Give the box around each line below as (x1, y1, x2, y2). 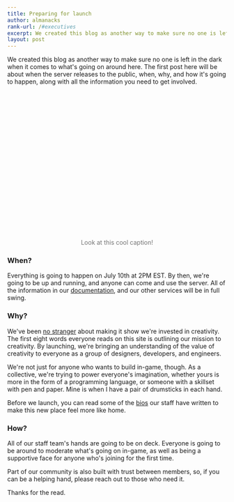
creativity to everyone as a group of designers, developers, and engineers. (7, 349, 221, 358)
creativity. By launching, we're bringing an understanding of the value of (7, 342, 214, 350)
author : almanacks (7, 17, 61, 24)
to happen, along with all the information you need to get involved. (7, 77, 197, 86)
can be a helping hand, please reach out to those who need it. (7, 475, 185, 483)
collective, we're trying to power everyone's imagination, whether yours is (7, 370, 219, 379)
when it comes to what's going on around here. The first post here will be (7, 63, 218, 71)
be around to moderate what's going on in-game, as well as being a (7, 447, 201, 455)
